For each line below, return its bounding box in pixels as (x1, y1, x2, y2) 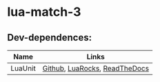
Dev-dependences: (7, 32, 92, 43)
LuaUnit (10, 63, 36, 73)
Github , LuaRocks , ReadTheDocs (42, 63, 150, 73)
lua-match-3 (7, 4, 81, 20)
